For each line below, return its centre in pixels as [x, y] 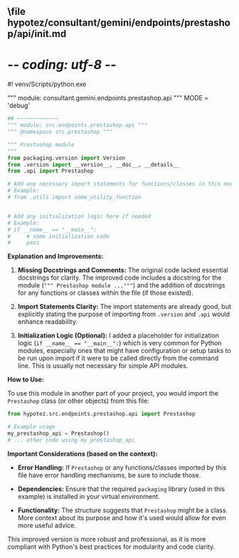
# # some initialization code [59, 236]
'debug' [19, 105]
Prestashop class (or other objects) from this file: [78, 401]
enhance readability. [48, 322]
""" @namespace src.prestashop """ [60, 132]
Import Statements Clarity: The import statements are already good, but [124, 307]
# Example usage [31, 427]
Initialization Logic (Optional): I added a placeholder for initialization [118, 336]
